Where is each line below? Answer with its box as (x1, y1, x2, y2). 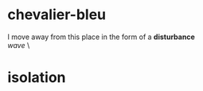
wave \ (7, 40, 30, 49)
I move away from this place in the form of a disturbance (7, 32, 196, 42)
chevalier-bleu (7, 6, 107, 24)
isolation (7, 69, 66, 87)
